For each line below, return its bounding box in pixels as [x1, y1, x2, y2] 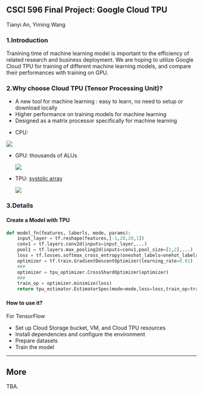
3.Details [6, 201, 33, 210]
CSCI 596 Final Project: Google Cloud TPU [6, 5, 168, 15]
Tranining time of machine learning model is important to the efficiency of [6, 50, 189, 57]
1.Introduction [6, 36, 48, 44]
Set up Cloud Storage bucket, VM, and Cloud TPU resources [14, 324, 166, 331]
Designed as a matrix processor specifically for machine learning [14, 117, 177, 125]
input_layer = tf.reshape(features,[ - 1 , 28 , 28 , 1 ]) [17, 235, 145, 241]
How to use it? [6, 299, 43, 306]
